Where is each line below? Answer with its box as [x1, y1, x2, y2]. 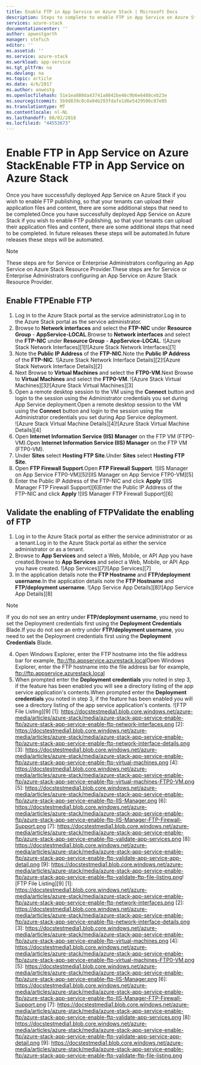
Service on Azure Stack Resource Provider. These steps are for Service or [6, 266, 187, 273]
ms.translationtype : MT [6, 103, 66, 110]
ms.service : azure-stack [6, 53, 68, 59]
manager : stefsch [6, 37, 50, 43]
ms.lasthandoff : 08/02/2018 [6, 115, 77, 121]
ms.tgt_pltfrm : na [6, 64, 52, 71]
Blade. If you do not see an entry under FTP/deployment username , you [6, 626, 184, 633]
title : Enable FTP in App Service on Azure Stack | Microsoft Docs [6, 8, 178, 15]
